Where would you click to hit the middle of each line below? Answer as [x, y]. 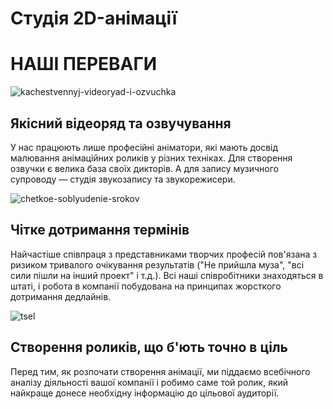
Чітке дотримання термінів [100, 230]
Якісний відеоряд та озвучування [121, 123]
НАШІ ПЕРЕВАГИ [84, 64]
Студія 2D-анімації [94, 18]
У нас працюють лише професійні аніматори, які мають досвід [144, 147]
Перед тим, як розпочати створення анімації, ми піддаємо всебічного [160, 371]
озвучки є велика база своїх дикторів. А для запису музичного [144, 168]
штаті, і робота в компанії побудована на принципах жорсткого [146, 286]
